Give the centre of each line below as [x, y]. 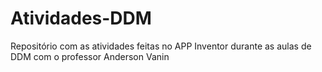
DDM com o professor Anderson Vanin [90, 56]
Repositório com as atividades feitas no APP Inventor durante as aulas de [161, 46]
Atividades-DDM [81, 18]
